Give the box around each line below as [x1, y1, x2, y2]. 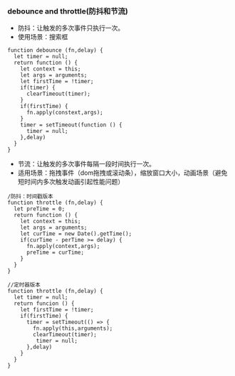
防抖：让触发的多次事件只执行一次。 [17, 23, 125, 33]
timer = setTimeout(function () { [20, 122, 122, 129]
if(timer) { [20, 84, 56, 92]
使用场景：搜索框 [17, 33, 68, 41]
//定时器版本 [7, 281, 41, 289]
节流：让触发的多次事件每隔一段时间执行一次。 [17, 160, 155, 168]
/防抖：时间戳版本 [7, 193, 53, 200]
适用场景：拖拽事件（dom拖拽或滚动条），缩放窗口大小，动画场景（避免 [17, 168, 228, 177]
